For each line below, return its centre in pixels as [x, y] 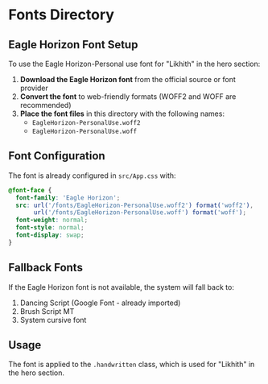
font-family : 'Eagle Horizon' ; [68, 198]
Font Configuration [57, 156]
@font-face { [30, 190]
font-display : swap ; [50, 235]
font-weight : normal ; [52, 220]
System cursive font [53, 320]
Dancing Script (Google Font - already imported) [100, 303]
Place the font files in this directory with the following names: [122, 114]
